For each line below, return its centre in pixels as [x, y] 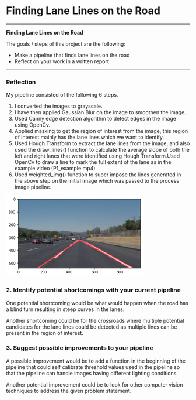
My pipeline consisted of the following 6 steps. [62, 95]
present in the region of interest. [45, 333]
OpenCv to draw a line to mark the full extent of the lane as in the [93, 162]
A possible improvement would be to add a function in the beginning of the [96, 361]
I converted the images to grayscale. [58, 106]
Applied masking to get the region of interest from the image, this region [101, 131]
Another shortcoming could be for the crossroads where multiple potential [95, 320]
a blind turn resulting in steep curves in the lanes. [65, 309]
